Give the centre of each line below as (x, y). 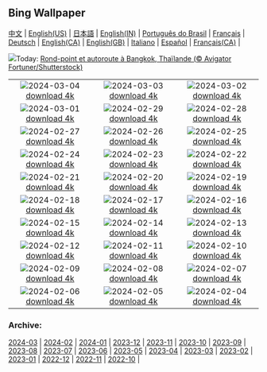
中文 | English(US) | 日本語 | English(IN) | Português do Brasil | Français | (127, 33)
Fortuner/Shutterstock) (46, 67)
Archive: (25, 325)
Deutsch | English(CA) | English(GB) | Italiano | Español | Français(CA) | (124, 42)
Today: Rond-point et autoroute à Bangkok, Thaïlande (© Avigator (124, 58)
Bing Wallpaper (47, 13)
